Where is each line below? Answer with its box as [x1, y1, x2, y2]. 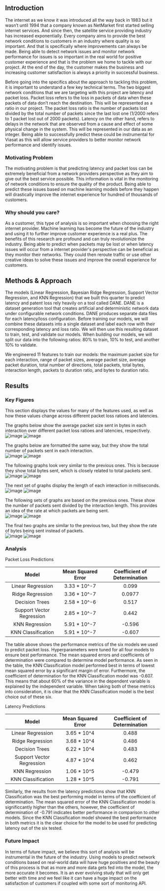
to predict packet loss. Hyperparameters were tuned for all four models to [5, 647, 154, 653]
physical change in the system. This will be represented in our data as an [5, 126, 153, 132]
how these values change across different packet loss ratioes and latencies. [5, 413, 159, 419]
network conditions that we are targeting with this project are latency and [5, 89, 153, 95]
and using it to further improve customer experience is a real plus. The [5, 231, 148, 237]
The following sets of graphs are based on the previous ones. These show [5, 497, 156, 503]
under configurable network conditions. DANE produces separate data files [5, 311, 158, 317]
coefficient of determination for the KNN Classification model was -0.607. [5, 673, 154, 679]
